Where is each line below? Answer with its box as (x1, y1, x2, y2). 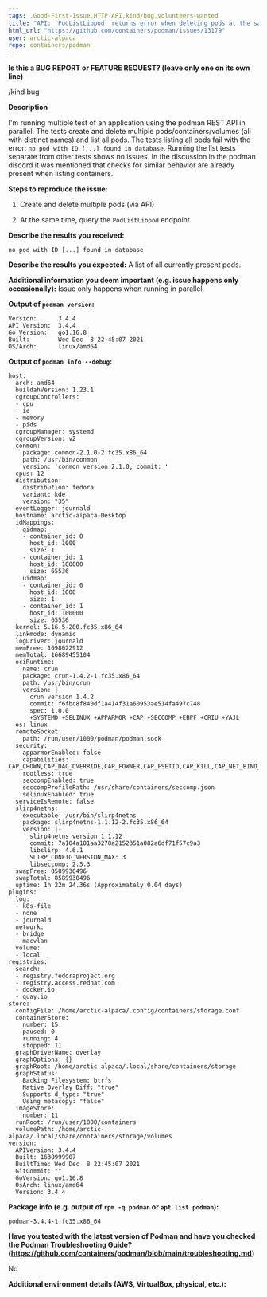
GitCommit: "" (15, 1167, 62, 1176)
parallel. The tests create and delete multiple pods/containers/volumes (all (8, 127, 252, 136)
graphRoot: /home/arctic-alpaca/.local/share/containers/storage (15, 1063, 237, 1071)
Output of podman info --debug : (8, 356, 113, 367)
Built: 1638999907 (15, 1154, 77, 1161)
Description (8, 103, 48, 112)
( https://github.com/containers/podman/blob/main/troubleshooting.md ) (8, 1248, 255, 1258)
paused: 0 (22, 1028, 56, 1036)
